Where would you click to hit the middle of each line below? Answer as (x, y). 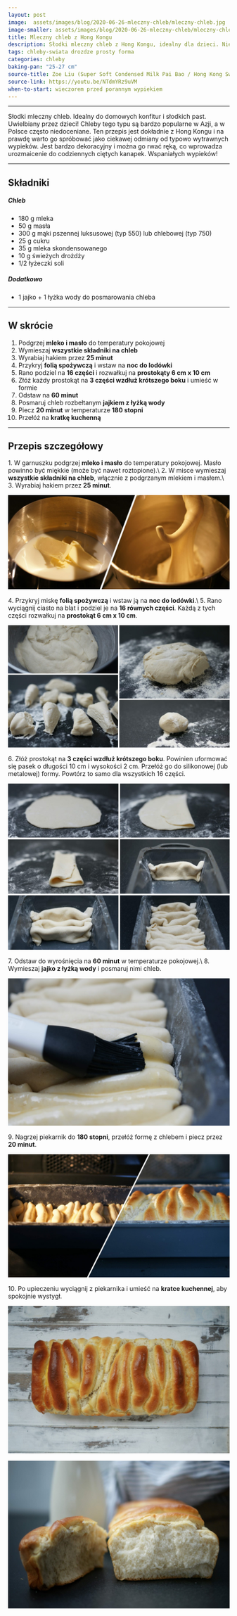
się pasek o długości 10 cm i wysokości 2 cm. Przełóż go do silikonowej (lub (118, 766)
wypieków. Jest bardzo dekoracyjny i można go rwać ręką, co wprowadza (115, 146)
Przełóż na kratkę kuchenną (59, 417)
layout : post (27, 15)
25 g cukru (34, 241)
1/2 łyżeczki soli (41, 263)
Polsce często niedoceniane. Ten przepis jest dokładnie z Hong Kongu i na (116, 132)
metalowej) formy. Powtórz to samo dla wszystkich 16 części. (97, 773)
